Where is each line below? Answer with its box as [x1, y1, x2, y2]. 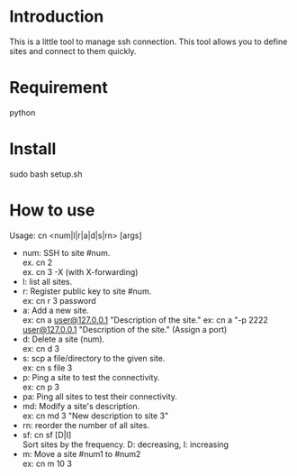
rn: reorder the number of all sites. [22, 419, 150, 430]
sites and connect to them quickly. [9, 45, 137, 56]
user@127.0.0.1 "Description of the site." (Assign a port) [22, 324, 228, 334]
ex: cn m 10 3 [22, 458, 72, 469]
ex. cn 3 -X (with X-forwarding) [22, 266, 139, 277]
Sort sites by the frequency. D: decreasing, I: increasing [22, 439, 229, 450]
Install [9, 139, 57, 160]
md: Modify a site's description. [22, 400, 140, 411]
